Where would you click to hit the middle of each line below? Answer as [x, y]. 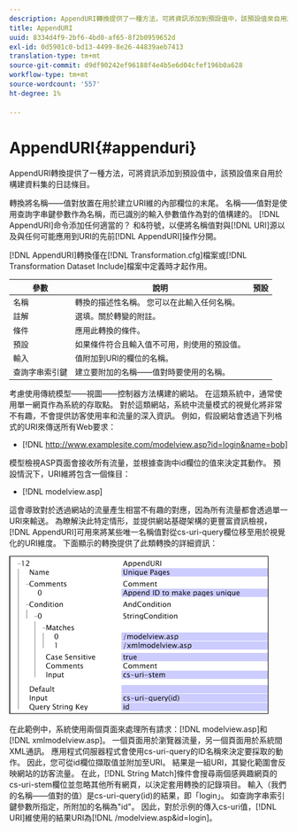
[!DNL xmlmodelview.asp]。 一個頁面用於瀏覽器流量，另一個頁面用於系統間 [146, 740]
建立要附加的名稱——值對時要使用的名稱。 [152, 372]
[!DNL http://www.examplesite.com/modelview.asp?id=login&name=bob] [155, 444]
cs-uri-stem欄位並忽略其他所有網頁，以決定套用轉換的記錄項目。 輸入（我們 [148, 784]
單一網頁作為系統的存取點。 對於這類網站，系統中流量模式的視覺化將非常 [149, 404]
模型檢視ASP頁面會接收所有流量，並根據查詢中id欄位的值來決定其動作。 [140, 463]
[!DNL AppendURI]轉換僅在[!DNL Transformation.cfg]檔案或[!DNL [128, 255]
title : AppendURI [41, 28]
